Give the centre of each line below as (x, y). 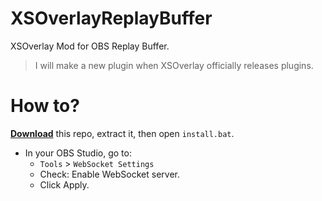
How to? (45, 106)
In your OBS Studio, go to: (78, 153)
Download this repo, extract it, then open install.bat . (122, 133)
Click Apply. (64, 184)
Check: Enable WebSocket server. (109, 174)
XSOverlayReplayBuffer (111, 18)
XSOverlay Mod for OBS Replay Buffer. (90, 46)
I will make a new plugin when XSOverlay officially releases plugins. (174, 65)
